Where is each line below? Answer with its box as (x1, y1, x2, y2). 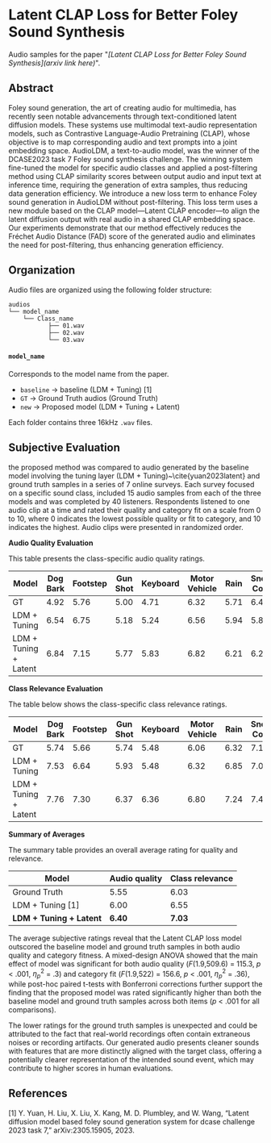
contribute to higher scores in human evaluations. (8, 1063, 173, 1074)
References (8, 1087, 68, 1100)
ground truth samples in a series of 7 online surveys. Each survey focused (8, 479, 255, 489)
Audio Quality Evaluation (8, 538, 94, 548)
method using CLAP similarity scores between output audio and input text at (8, 171, 262, 181)
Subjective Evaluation (8, 441, 121, 455)
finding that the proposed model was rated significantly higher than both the (8, 988, 262, 998)
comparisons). (8, 1005, 56, 1015)
